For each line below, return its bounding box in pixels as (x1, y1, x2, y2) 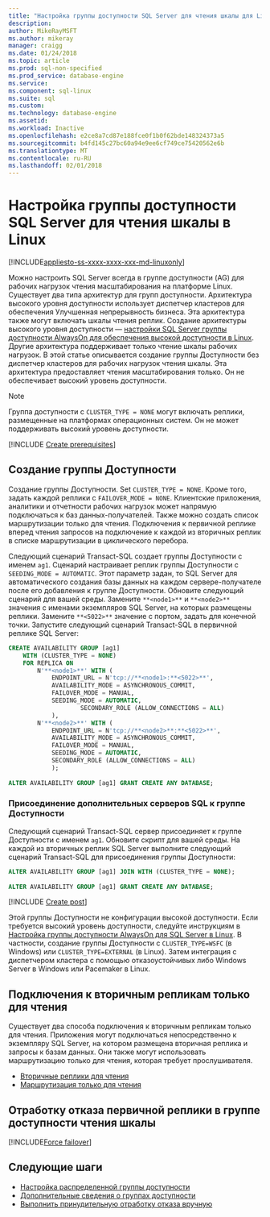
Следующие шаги (8, 1161, 103, 1174)
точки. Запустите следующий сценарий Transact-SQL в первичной (8, 620, 238, 629)
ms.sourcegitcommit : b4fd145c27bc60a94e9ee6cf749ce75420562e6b (8, 139, 225, 147)
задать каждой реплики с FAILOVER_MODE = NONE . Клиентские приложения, (8, 492, 261, 502)
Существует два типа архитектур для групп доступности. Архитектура (8, 290, 252, 300)
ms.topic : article (8, 57, 70, 65)
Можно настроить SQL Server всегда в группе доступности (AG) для (8, 273, 244, 283)
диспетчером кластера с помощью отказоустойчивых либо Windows (8, 956, 247, 966)
